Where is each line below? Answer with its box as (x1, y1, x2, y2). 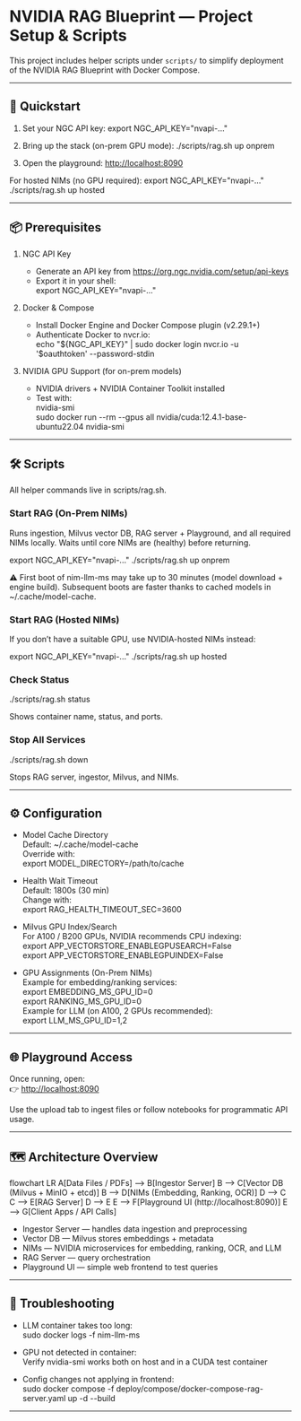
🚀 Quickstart (9, 99, 81, 114)
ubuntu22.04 (35, 421, 84, 432)
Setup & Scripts (9, 25, 127, 46)
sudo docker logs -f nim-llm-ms (21, 1329, 141, 1340)
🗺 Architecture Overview (9, 1149, 159, 1164)
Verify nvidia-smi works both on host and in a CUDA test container (21, 1356, 268, 1367)
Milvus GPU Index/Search (21, 921, 118, 932)
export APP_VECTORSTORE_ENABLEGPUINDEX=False (21, 950, 224, 961)
